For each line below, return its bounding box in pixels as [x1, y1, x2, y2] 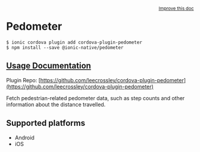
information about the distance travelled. [6, 101, 106, 108]
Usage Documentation [6, 61, 91, 71]
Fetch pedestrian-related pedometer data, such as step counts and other [6, 94, 185, 101]
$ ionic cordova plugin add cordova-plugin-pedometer [6, 39, 143, 45]
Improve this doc [158, 5, 194, 11]
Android [14, 134, 35, 141]
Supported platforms [6, 118, 85, 128]
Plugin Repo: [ [6, 76, 40, 83]
